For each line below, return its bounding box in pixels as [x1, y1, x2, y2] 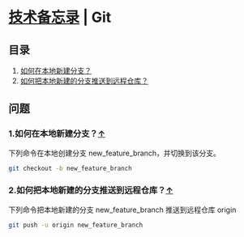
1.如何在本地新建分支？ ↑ [8, 128, 105, 139]
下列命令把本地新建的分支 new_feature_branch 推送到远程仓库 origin [8, 205, 237, 214]
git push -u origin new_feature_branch [8, 221, 143, 229]
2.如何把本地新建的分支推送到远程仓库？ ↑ [8, 184, 174, 196]
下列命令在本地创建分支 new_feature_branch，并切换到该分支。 [8, 148, 221, 158]
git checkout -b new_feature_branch [8, 164, 132, 172]
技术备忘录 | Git [8, 8, 112, 27]
